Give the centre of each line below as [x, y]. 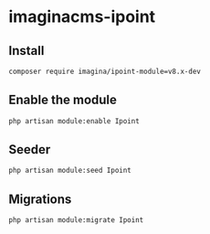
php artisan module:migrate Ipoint [76, 220]
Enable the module [63, 100]
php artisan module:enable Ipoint [74, 121]
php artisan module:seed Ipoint [70, 171]
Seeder [30, 149]
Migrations [40, 199]
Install [26, 51]
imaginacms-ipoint [82, 17]
